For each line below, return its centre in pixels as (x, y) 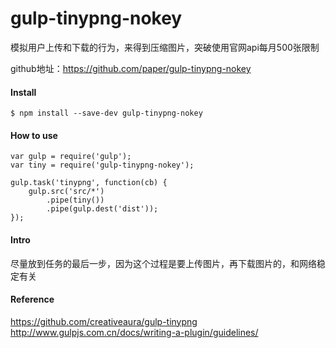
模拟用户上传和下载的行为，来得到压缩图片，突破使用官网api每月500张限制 (165, 47)
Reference (32, 299)
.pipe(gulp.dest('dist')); (102, 209)
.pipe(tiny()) (75, 200)
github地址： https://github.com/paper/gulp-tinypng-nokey (131, 68)
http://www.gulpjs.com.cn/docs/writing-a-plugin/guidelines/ (134, 332)
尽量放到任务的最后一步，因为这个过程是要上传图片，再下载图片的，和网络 (163, 263)
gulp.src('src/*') (66, 192)
